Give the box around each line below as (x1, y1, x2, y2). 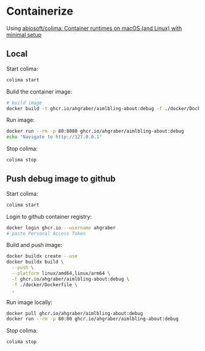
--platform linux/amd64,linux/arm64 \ (12, 270, 111, 276)
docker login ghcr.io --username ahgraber (6, 224, 116, 231)
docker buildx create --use (6, 253, 78, 259)
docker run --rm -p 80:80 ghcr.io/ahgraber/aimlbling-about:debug (6, 316, 179, 322)
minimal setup (6, 31, 41, 38)
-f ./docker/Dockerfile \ (12, 281, 78, 288)
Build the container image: (6, 87, 73, 95)
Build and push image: (6, 242, 63, 249)
